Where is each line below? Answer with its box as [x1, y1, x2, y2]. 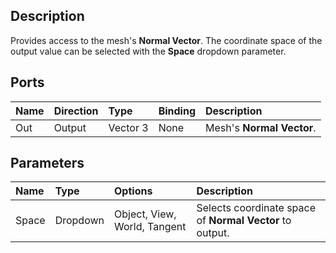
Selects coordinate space [196, 201, 317, 215]
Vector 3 [108, 120, 149, 134]
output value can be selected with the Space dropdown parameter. [10, 45, 287, 57]
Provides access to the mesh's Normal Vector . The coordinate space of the [10, 34, 323, 46]
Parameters [10, 155, 85, 172]
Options [114, 184, 153, 198]
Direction [53, 104, 99, 118]
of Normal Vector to [196, 214, 292, 228]
